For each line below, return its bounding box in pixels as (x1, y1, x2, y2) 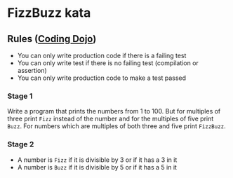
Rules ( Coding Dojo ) (7, 33, 97, 45)
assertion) (17, 67, 47, 74)
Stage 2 (7, 139, 34, 149)
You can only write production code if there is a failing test (17, 51, 187, 60)
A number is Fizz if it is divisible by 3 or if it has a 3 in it (17, 156, 178, 164)
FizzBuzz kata (7, 5, 91, 21)
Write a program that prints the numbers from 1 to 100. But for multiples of (7, 107, 221, 116)
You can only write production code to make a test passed (17, 74, 187, 82)
